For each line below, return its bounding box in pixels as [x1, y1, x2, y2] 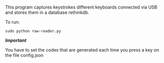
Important [5, 37, 26, 43]
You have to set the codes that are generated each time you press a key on [5, 47, 160, 53]
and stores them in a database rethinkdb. [5, 9, 90, 15]
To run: [5, 19, 20, 25]
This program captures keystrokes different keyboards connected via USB [5, 4, 158, 10]
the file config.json [5, 52, 44, 58]
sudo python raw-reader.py [5, 29, 61, 34]
